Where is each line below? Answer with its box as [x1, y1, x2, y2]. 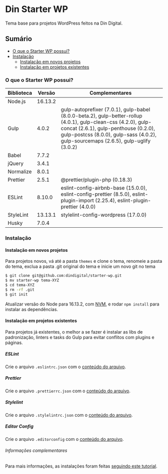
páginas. [5, 340, 23, 346]
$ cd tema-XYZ [5, 282, 35, 287]
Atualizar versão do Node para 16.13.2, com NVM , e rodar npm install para [5, 301, 159, 307]
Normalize [7, 168, 32, 175]
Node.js [7, 98, 26, 105]
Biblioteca [7, 89, 32, 96]
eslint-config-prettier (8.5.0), [60, 191, 131, 198]
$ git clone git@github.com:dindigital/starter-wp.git [5, 273, 122, 278]
